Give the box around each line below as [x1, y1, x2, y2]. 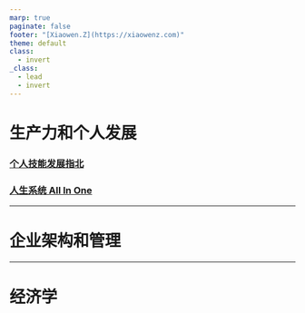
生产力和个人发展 [9, 122, 138, 143]
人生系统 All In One [9, 183, 93, 196]
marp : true [9, 13, 51, 23]
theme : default [9, 38, 67, 48]
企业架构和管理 [9, 230, 122, 251]
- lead [17, 73, 43, 82]
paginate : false [9, 22, 71, 31]
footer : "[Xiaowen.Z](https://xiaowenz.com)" [9, 30, 184, 39]
